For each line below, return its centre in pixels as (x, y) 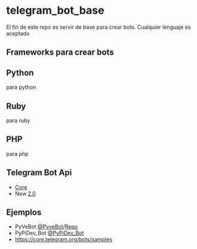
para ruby (18, 120)
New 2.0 (25, 193)
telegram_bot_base (55, 10)
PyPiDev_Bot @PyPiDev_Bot (49, 233)
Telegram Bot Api (39, 172)
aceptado (18, 33)
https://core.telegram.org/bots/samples (63, 239)
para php (17, 154)
